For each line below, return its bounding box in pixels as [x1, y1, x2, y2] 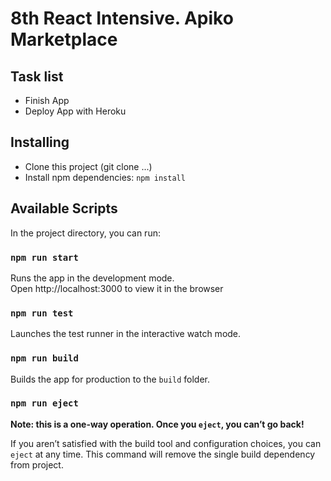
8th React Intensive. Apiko [10, 7, 234, 30]
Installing [10, 134, 70, 151]
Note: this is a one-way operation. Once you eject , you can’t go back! [10, 418, 305, 430]
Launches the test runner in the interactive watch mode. [10, 328, 242, 340]
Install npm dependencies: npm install [24, 171, 186, 183]
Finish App [24, 95, 70, 106]
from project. [10, 458, 64, 471]
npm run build [10, 353, 79, 364]
